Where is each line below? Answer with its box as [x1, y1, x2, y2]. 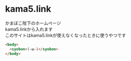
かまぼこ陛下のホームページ [5, 20, 62, 26]
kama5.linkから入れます [5, 26, 53, 32]
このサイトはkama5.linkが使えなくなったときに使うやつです [5, 32, 127, 38]
